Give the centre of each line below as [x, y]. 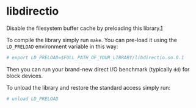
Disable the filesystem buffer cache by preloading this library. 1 [85, 28]
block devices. [25, 76]
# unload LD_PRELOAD [33, 99]
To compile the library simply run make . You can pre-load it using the [92, 40]
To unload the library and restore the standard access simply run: [89, 87]
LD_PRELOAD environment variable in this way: [62, 46]
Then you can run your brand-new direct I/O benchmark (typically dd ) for [98, 69]
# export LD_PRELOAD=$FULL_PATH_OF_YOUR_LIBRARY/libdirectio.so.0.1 [95, 57]
